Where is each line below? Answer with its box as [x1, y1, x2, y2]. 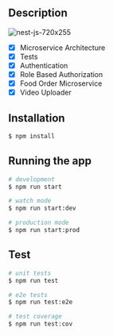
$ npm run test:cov [8, 320, 73, 328]
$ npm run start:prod [8, 226, 80, 234]
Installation [8, 111, 65, 125]
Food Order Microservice [19, 79, 103, 88]
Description [8, 6, 68, 20]
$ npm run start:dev [8, 204, 77, 213]
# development [8, 175, 56, 183]
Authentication [19, 60, 68, 70]
